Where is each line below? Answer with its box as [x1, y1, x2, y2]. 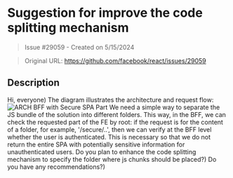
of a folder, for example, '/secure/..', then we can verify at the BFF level [7, 125, 212, 134]
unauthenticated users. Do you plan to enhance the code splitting [7, 147, 197, 156]
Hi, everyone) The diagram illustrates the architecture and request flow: [7, 95, 214, 104]
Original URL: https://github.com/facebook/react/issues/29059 [24, 56, 206, 64]
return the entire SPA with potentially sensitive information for [7, 140, 185, 149]
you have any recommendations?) [7, 163, 105, 171]
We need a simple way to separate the [109, 103, 220, 111]
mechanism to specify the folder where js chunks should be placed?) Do [7, 155, 217, 163]
